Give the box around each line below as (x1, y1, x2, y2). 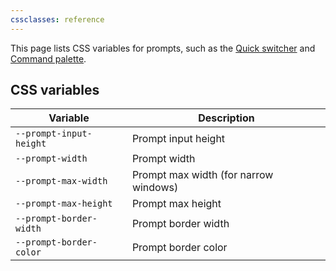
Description (198, 111, 255, 125)
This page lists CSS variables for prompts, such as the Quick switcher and (10, 42, 316, 54)
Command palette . (10, 52, 87, 65)
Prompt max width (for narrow (131, 168, 274, 182)
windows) (131, 181, 179, 195)
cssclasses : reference (10, 14, 105, 25)
